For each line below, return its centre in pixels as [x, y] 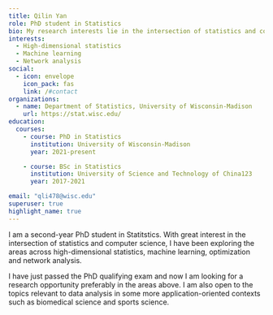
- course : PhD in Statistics [72, 136]
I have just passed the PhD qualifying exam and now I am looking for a [126, 276]
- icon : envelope [45, 76]
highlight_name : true [45, 211]
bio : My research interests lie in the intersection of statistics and [132, 31]
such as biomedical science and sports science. [89, 302]
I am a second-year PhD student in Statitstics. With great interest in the [127, 234]
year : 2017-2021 [57, 182]
